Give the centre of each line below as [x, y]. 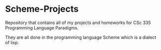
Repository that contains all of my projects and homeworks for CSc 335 [78, 23]
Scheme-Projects [42, 9]
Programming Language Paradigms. [42, 27]
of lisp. [12, 42]
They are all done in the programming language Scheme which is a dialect [81, 37]
